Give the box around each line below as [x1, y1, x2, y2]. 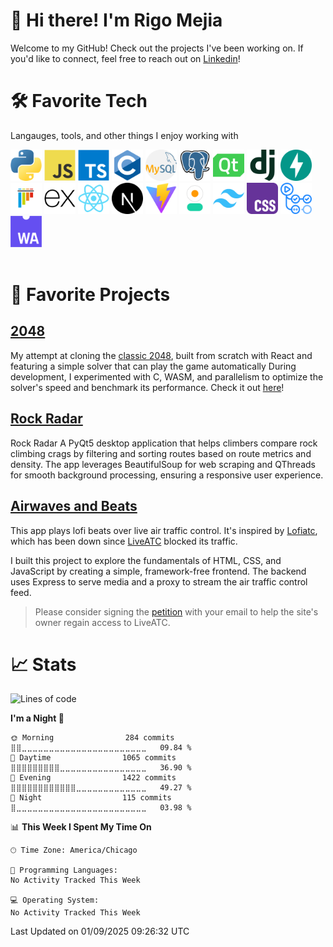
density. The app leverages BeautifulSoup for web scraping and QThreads [10, 458, 316, 470]
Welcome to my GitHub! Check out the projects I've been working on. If [10, 42, 304, 54]
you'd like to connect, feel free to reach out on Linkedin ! [10, 52, 241, 64]
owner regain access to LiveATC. [34, 616, 171, 628]
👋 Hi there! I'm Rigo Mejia [10, 9, 223, 32]
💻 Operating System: [10, 895, 100, 906]
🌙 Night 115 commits [10, 793, 172, 803]
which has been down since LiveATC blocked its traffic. [10, 535, 238, 547]
